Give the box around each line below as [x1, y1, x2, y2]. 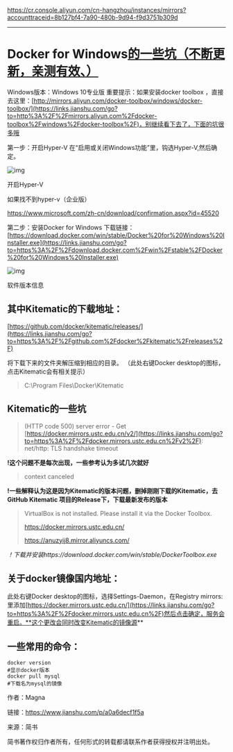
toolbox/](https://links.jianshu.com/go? [7, 104, 118, 112]
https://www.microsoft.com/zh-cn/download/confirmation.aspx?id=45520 [7, 208, 220, 217]
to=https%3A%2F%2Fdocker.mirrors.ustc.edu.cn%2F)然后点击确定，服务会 [7, 610, 225, 618]
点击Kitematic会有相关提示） [7, 367, 89, 376]
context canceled [24, 472, 74, 481]
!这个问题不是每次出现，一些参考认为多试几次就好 [7, 458, 149, 467]
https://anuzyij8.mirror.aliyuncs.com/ [24, 536, 130, 544]
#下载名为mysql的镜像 [7, 680, 62, 687]
